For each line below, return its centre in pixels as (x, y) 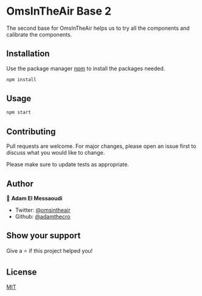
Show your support (44, 236)
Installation (28, 54)
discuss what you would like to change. (56, 153)
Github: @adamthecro (43, 216)
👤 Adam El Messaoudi (34, 198)
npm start (19, 113)
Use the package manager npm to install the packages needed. (86, 68)
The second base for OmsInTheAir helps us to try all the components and (98, 28)
